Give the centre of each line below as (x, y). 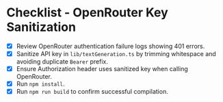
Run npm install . (41, 84)
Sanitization (41, 27)
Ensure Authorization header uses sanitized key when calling (102, 69)
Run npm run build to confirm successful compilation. (92, 92)
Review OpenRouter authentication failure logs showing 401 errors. (110, 46)
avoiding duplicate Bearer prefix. (62, 62)
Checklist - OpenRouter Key (87, 13)
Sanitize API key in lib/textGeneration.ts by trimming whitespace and (116, 54)
